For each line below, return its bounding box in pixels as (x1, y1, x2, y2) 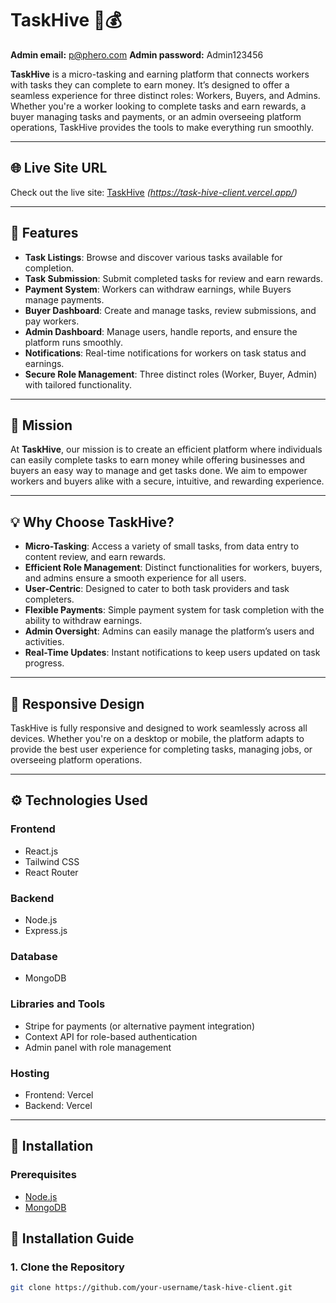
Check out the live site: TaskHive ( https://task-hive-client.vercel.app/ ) (10, 186, 298, 198)
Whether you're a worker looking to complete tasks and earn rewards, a (10, 100, 307, 112)
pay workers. (24, 315, 80, 327)
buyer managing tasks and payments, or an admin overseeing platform (10, 110, 302, 122)
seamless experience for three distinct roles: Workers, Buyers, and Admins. (10, 89, 321, 101)
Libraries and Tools (10, 997, 106, 1011)
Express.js (24, 924, 68, 936)
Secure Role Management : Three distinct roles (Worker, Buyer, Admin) (24, 368, 318, 380)
